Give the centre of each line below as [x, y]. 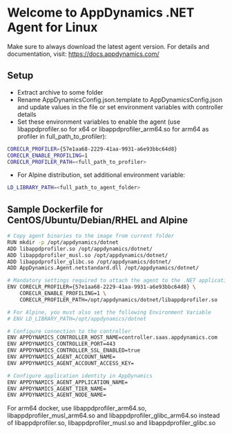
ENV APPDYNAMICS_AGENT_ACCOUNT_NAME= [61, 357]
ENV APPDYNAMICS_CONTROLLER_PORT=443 [61, 344]
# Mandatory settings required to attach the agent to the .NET [101, 281]
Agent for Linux [52, 27]
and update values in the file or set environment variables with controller [120, 107]
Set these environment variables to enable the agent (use [99, 122]
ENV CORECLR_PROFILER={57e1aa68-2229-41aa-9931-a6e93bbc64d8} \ [101, 287]
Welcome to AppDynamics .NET [101, 13]
